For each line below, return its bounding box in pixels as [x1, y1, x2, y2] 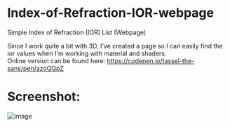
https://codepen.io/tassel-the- [107, 56, 195, 65]
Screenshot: [7, 89, 81, 105]
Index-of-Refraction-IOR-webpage [7, 5, 214, 21]
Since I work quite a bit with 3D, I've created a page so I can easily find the [7, 41, 223, 50]
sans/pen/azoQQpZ [7, 64, 65, 72]
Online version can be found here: [7, 56, 106, 65]
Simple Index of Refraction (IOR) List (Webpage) [7, 28, 147, 36]
